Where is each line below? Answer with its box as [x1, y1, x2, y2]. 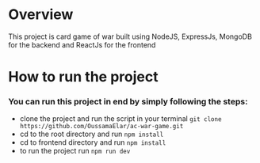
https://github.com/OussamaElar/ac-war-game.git [19, 123, 184, 131]
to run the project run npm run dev [19, 146, 131, 156]
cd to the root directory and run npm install [19, 129, 164, 139]
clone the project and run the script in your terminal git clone [19, 114, 222, 123]
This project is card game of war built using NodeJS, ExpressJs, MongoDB [8, 32, 252, 41]
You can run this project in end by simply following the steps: [8, 97, 248, 108]
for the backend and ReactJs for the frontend [8, 40, 156, 49]
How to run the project [8, 68, 159, 86]
